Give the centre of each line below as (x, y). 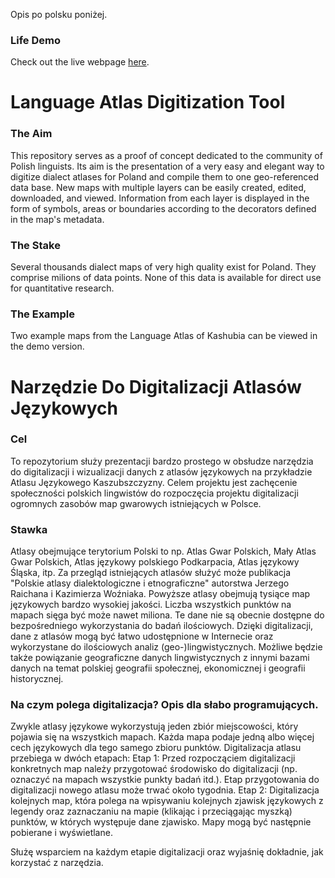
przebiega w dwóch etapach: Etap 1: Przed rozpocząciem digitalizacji (153, 758)
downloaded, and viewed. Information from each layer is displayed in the (160, 198)
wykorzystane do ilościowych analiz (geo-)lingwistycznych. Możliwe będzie (166, 647)
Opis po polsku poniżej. (59, 14)
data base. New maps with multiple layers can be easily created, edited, (158, 187)
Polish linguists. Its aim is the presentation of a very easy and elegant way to (167, 166)
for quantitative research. (62, 288)
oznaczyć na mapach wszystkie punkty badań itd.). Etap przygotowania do (165, 780)
